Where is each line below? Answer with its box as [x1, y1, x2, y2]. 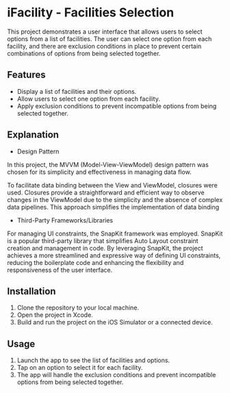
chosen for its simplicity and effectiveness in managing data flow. [7, 168, 192, 176]
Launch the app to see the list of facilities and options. [16, 356, 170, 364]
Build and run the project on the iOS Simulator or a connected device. [16, 318, 214, 327]
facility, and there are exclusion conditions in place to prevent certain [7, 42, 202, 50]
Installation [7, 286, 56, 297]
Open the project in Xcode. [16, 311, 94, 319]
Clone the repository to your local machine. [16, 303, 139, 312]
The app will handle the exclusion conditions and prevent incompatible [16, 371, 216, 379]
